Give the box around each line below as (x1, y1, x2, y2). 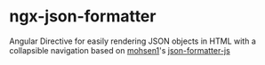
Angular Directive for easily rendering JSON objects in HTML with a (9, 36, 256, 46)
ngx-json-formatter (9, 6, 157, 27)
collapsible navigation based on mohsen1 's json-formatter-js (9, 45, 231, 55)
